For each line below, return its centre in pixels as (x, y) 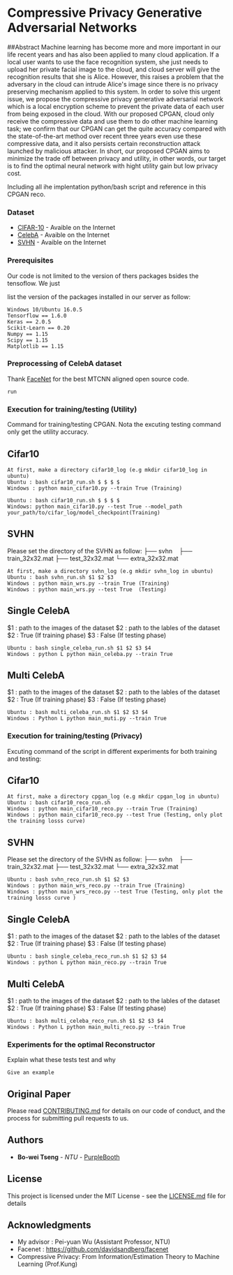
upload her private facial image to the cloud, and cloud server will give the (114, 69)
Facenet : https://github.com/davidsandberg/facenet (93, 1249)
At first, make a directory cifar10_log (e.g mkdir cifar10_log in (107, 469)
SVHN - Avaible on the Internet (62, 242)
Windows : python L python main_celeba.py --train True (90, 654)
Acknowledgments (50, 1225)
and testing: (24, 759)
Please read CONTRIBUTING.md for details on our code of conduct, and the (116, 1111)
